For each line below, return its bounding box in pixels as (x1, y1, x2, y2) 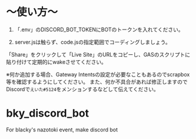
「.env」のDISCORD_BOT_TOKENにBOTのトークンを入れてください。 (14, 26, 184, 33)
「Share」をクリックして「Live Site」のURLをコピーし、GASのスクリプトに (6, 51, 190, 58)
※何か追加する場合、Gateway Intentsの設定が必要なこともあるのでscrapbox (6, 71, 190, 78)
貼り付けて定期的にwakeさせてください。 (6, 58, 107, 65)
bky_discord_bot (6, 107, 89, 120)
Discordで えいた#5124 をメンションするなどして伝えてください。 (6, 85, 159, 92)
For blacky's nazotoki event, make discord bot (6, 126, 118, 133)
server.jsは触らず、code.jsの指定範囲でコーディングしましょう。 (14, 38, 171, 45)
